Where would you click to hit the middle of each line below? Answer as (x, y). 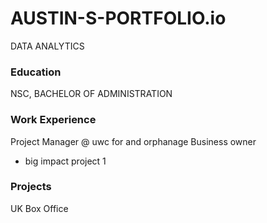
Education (36, 72)
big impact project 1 (65, 161)
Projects (31, 187)
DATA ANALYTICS (47, 46)
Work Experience (53, 120)
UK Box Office (39, 208)
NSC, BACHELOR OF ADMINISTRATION (91, 94)
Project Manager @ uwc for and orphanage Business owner (133, 141)
